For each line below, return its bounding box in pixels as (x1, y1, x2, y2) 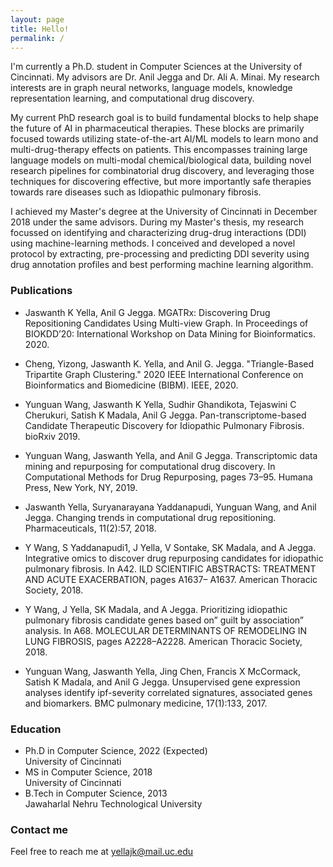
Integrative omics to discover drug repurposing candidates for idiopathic (24, 552, 324, 564)
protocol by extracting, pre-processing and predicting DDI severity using (10, 248, 310, 260)
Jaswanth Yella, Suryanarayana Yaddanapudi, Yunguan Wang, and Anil (24, 501, 317, 513)
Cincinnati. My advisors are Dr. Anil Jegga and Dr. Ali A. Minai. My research (10, 71, 320, 83)
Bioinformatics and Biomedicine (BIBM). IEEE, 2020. (24, 379, 239, 391)
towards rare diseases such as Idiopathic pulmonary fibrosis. (10, 186, 262, 198)
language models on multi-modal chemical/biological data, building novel (10, 154, 312, 166)
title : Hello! (10, 24, 70, 34)
